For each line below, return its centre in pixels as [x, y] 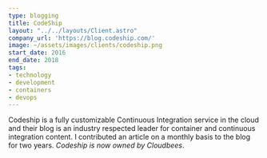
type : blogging [34, 16]
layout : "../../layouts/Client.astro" [73, 30]
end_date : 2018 [34, 61]
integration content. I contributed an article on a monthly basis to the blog [130, 137]
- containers [30, 90]
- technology [30, 75]
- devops [23, 97]
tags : [17, 68]
